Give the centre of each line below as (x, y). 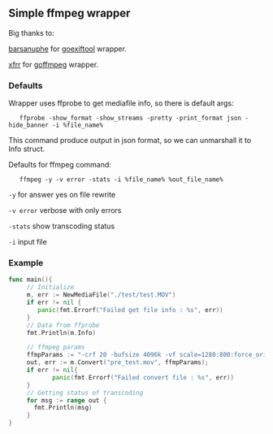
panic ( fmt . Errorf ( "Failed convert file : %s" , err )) (143, 377)
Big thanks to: (31, 33)
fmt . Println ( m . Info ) (61, 332)
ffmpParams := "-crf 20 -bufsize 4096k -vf (101, 355)
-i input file (28, 242)
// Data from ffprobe (63, 325)
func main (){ (30, 280)
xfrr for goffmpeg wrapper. (54, 64)
